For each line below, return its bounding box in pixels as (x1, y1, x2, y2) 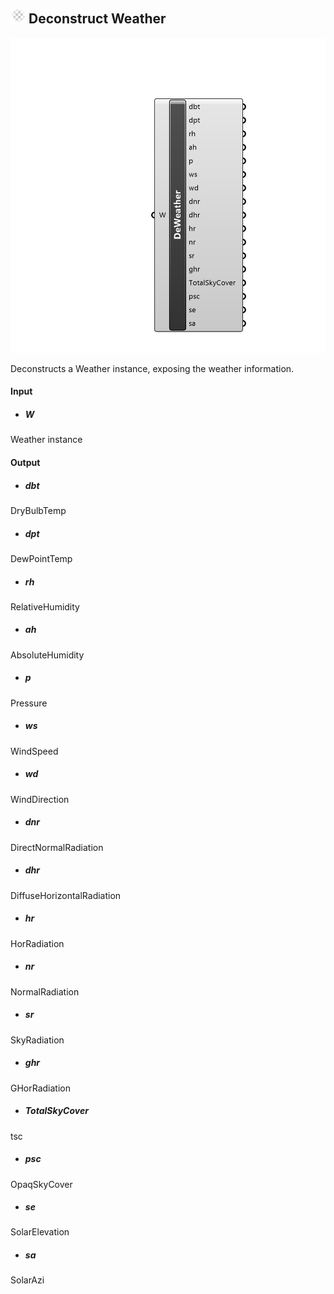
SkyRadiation (10, 1034, 65, 1046)
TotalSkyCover (24, 1105, 89, 1117)
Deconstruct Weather (28, 10, 167, 28)
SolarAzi (10, 1274, 45, 1286)
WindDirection (10, 793, 70, 805)
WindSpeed (10, 745, 59, 757)
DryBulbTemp (10, 504, 67, 516)
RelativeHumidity (10, 600, 80, 613)
